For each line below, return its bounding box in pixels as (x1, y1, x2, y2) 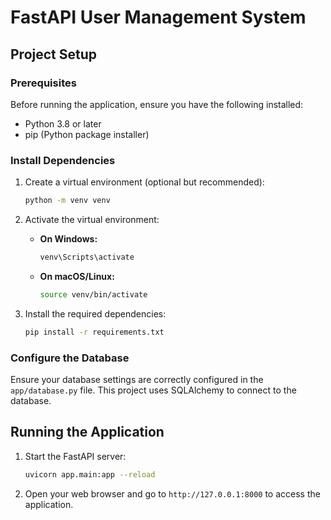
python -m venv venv (24, 196, 111, 206)
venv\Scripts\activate (39, 252, 135, 263)
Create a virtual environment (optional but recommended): (24, 176, 265, 188)
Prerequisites (10, 76, 77, 90)
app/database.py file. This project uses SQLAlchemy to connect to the (10, 384, 297, 396)
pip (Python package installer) (24, 128, 150, 140)
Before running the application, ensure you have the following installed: (10, 98, 304, 110)
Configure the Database (10, 351, 130, 365)
